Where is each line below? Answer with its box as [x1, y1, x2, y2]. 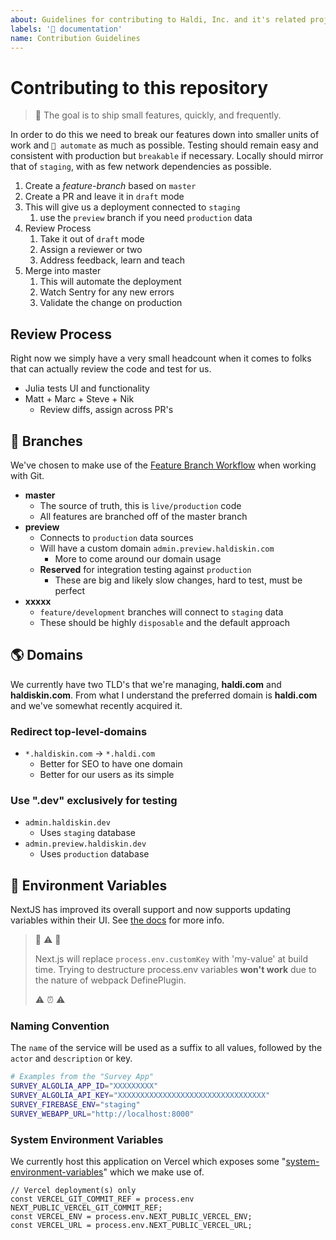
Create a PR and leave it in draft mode [24, 191, 185, 203]
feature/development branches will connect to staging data [39, 606, 284, 618]
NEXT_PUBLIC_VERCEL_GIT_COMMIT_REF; [10, 1203, 163, 1213]
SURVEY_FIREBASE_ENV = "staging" [10, 1100, 141, 1110]
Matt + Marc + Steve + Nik [24, 393, 135, 405]
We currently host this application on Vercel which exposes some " [10, 1156, 287, 1168]
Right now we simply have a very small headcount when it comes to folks [10, 352, 312, 365]
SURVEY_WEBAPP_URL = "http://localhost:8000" [10, 1109, 195, 1119]
